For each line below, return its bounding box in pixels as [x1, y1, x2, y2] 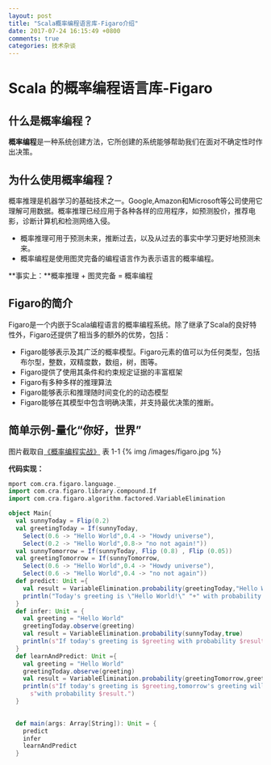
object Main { [8, 509, 52, 518]
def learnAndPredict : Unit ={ [15, 652, 117, 660]
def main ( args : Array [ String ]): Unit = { [15, 719, 157, 728]
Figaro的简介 [8, 297, 73, 311]
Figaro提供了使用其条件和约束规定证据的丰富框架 [19, 367, 183, 377]
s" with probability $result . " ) [29, 690, 135, 698]
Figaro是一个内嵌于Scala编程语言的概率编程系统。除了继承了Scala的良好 [8, 319, 250, 329]
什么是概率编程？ [8, 114, 94, 128]
